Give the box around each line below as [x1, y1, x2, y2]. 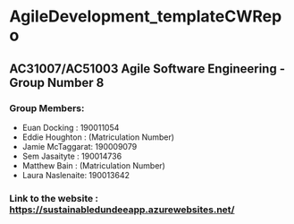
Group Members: [9, 101, 85, 114]
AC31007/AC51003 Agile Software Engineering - [9, 61, 286, 76]
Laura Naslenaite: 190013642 [21, 169, 130, 180]
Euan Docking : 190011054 [21, 122, 120, 133]
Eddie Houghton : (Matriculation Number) [21, 132, 175, 142]
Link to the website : [9, 192, 99, 204]
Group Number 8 [9, 74, 105, 90]
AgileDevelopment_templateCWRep [9, 6, 282, 27]
